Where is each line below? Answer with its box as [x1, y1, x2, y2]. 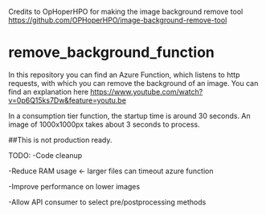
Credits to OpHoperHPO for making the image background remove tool [8, 7, 243, 16]
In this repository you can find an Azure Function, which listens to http [8, 70, 240, 79]
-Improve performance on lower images [8, 181, 141, 191]
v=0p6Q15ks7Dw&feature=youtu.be [8, 95, 127, 105]
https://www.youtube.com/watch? [90, 87, 203, 96]
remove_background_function [8, 43, 215, 62]
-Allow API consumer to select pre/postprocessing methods [8, 197, 207, 207]
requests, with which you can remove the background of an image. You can [8, 78, 259, 87]
